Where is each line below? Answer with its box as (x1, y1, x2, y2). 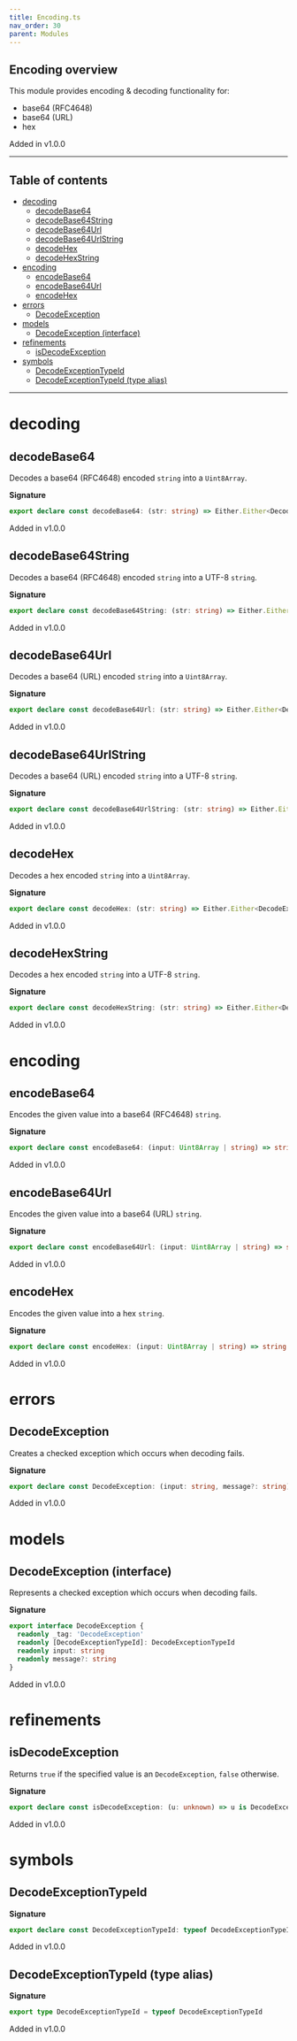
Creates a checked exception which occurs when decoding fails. (9, 1447, 245, 1458)
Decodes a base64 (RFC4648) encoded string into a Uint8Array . (9, 472, 247, 483)
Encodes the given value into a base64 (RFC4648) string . (9, 1109, 222, 1120)
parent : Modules (9, 29, 69, 38)
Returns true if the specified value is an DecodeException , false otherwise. (9, 1769, 280, 1779)
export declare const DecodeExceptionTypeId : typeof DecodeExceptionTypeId (9, 1925, 294, 1934)
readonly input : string (17, 1646, 104, 1655)
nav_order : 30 (9, 21, 62, 30)
